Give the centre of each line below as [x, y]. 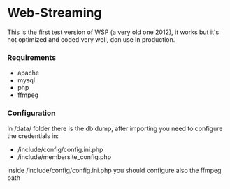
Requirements [32, 57]
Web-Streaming [55, 13]
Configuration [31, 113]
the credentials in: [33, 136]
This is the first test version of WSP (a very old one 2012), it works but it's [113, 32]
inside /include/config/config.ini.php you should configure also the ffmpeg [114, 170]
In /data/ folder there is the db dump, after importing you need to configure [115, 128]
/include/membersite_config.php [64, 157]
